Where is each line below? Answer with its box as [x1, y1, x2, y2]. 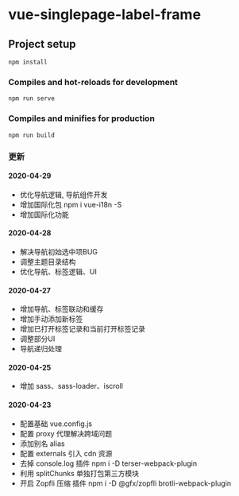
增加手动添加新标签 [19, 314, 83, 324]
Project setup [8, 37, 77, 51]
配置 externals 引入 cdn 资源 [19, 448, 113, 458]
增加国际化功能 [19, 209, 69, 219]
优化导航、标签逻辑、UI [19, 266, 97, 276]
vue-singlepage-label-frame [8, 6, 201, 24]
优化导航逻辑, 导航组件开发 [19, 189, 108, 200]
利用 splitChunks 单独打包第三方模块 [19, 468, 140, 478]
